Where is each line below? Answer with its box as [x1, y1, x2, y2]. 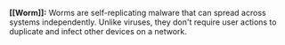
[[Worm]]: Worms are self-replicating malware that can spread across [9, 8, 266, 18]
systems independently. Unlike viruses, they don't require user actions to [9, 17, 277, 27]
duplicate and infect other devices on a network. [9, 26, 187, 36]
